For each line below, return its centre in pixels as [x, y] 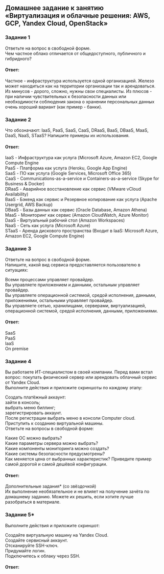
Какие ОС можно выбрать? [34, 438]
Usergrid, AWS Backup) [29, 205]
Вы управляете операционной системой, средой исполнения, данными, [81, 295]
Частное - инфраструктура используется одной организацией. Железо [80, 81]
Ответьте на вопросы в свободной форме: [49, 429]
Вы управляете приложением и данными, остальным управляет [72, 285]
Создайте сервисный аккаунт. [36, 540]
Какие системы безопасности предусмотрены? [55, 454]
